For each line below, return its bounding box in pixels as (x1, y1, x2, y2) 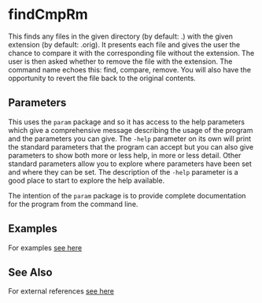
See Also (8, 265, 53, 279)
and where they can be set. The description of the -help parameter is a (8, 167, 238, 176)
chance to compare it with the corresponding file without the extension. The (8, 48, 255, 57)
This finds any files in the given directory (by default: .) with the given (8, 31, 234, 41)
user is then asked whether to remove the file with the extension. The (8, 57, 233, 66)
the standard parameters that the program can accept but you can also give (8, 142, 254, 151)
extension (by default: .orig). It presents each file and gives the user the (8, 39, 241, 49)
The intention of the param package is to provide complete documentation (8, 190, 246, 200)
